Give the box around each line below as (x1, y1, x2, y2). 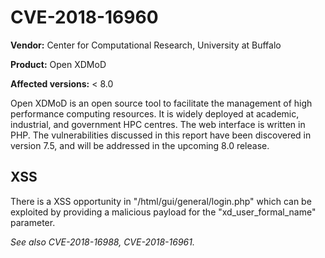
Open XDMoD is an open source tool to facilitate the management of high (10, 97, 313, 109)
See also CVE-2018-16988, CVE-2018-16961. (10, 236, 195, 248)
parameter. (10, 216, 56, 228)
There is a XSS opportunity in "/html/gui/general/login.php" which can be (10, 195, 312, 207)
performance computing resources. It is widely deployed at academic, (10, 107, 300, 120)
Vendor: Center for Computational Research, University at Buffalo (10, 39, 282, 51)
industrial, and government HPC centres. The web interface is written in (10, 118, 306, 130)
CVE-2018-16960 (10, 6, 159, 29)
